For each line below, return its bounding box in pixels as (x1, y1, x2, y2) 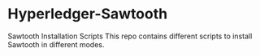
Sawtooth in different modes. (7, 39, 105, 49)
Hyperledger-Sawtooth (7, 5, 168, 23)
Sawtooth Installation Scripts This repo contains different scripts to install (7, 31, 253, 41)
